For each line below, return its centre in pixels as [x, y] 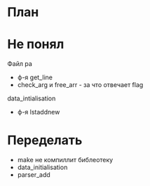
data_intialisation [32, 98]
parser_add [34, 175]
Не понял [36, 45]
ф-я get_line [35, 77]
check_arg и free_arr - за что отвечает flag [80, 85]
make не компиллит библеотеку [65, 160]
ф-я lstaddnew [39, 112]
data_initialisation [42, 167]
